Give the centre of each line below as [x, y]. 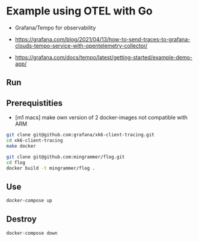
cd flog [16, 162]
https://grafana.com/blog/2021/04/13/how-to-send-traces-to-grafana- [103, 39]
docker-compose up [29, 201]
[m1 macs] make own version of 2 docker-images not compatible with [101, 118]
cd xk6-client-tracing [35, 141]
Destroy [22, 219]
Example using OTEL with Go [79, 11]
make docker [21, 146]
